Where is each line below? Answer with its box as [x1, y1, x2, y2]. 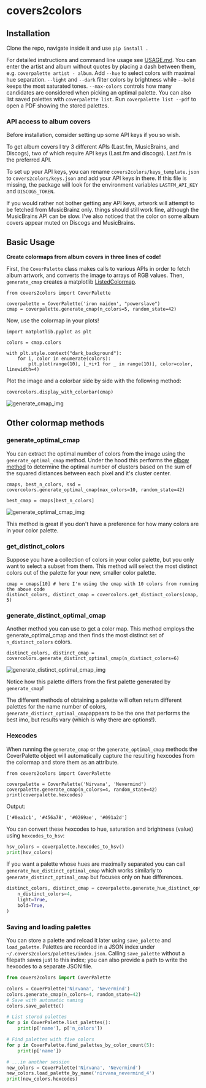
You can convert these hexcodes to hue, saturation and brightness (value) [6, 825, 194, 833]
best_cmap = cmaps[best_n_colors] [6, 497, 95, 503]
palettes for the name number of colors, [6, 703, 107, 710]
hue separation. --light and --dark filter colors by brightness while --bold [6, 76, 195, 83]
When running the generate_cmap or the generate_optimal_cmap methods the [6, 745, 198, 753]
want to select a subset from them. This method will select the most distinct [6, 562, 197, 570]
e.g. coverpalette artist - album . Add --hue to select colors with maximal [6, 69, 196, 77]
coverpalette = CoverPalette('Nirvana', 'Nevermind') [6, 781, 147, 787]
